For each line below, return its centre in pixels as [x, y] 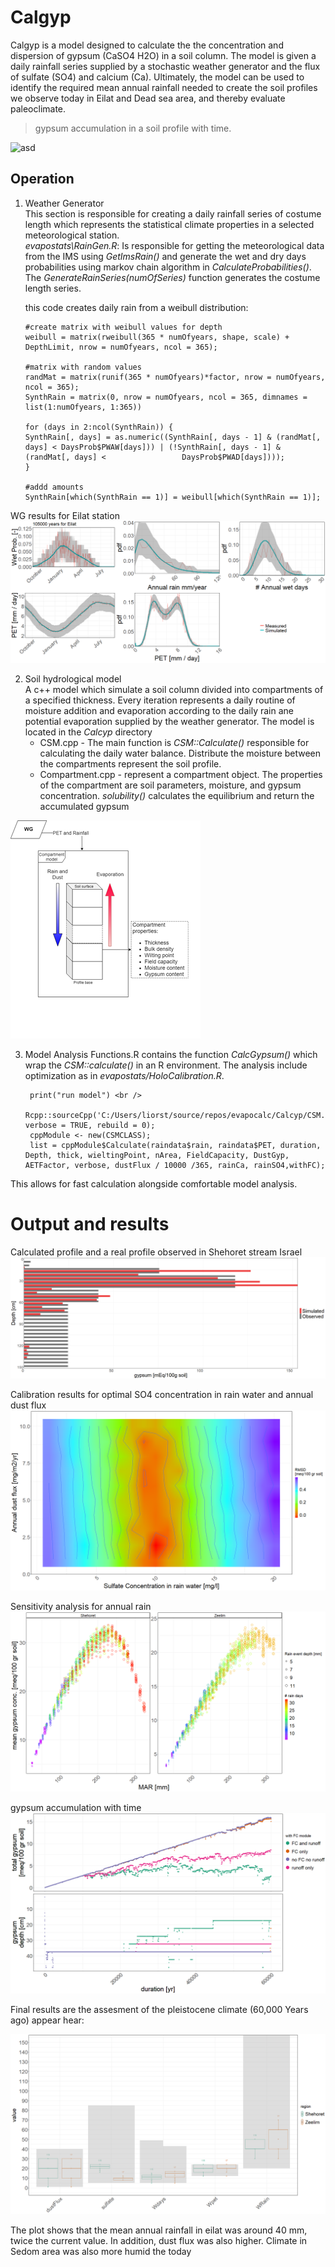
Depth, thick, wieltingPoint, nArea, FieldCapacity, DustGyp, [157, 1155]
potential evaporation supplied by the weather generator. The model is [169, 721]
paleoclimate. [38, 108]
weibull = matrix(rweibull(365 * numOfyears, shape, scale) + [157, 337]
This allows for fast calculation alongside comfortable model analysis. [154, 1183]
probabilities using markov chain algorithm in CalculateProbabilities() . [168, 267]
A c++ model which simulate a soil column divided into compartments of [174, 689]
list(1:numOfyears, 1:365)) [83, 407]
